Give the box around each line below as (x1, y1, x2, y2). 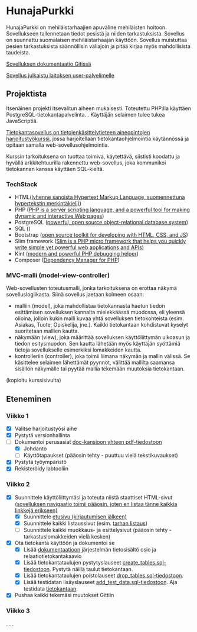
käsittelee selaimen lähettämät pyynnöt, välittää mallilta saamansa (14, 359, 175, 366)
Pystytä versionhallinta (14, 432, 70, 439)
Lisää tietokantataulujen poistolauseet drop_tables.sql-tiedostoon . (23, 572, 184, 579)
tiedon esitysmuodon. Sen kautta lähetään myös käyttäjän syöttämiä (14, 340, 181, 347)
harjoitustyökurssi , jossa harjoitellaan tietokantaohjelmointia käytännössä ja (6, 135, 189, 142)
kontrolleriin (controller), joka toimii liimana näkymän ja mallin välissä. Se (14, 353, 191, 360)
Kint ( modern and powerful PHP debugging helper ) (14, 250, 139, 257)
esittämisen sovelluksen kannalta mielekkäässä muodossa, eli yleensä (14, 309, 185, 316)
